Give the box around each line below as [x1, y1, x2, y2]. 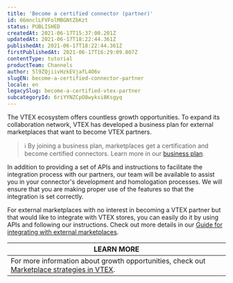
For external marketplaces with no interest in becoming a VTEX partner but [7, 206, 221, 214]
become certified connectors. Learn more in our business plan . [24, 150, 205, 157]
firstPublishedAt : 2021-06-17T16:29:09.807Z [7, 49, 138, 56]
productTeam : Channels [7, 62, 73, 69]
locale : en [7, 81, 39, 88]
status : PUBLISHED [7, 23, 60, 30]
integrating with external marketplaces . [7, 228, 119, 236]
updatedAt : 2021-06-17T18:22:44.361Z [7, 36, 116, 43]
